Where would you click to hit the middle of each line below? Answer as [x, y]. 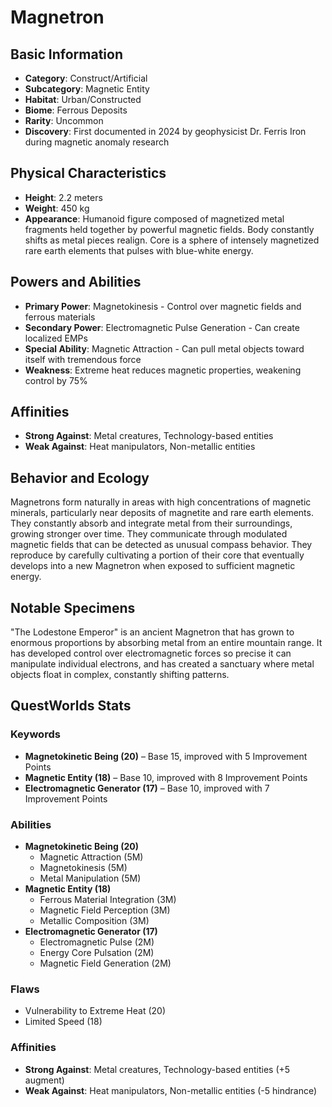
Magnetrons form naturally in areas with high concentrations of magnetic [161, 502]
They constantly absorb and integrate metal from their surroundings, [151, 523]
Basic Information [67, 54]
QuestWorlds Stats [71, 706]
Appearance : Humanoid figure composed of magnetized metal [154, 218]
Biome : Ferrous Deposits [76, 110]
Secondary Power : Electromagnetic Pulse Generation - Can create [162, 327]
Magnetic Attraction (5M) [91, 857]
